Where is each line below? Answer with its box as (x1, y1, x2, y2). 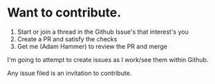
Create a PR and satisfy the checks (17, 34, 118, 43)
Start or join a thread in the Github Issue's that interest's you (17, 28, 189, 36)
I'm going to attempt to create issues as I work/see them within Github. (7, 55, 209, 63)
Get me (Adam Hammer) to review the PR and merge (17, 42, 167, 50)
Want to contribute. (7, 5, 122, 21)
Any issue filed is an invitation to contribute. (7, 69, 132, 77)
